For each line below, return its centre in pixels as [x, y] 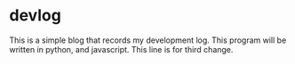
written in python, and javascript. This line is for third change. [121, 49]
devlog [36, 16]
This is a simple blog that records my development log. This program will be [148, 40]
